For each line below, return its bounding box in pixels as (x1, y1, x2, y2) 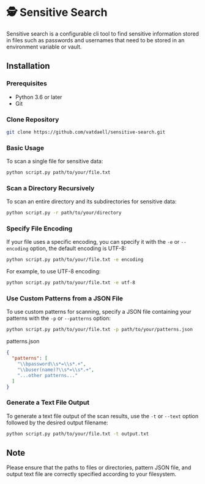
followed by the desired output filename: (6, 419, 108, 426)
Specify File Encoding (6, 224, 73, 233)
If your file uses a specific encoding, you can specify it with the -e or (6, 238, 180, 246)
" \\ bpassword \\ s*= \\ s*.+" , (17, 361, 86, 367)
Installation (6, 61, 50, 71)
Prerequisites (6, 79, 47, 88)
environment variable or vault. (6, 43, 82, 50)
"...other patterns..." (17, 372, 78, 378)
